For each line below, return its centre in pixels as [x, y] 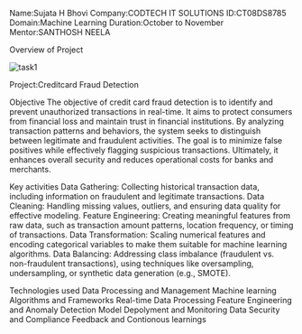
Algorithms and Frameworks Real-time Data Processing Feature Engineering [151, 300]
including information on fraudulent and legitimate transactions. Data [137, 196]
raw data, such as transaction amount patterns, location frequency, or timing [151, 225]
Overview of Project [46, 50]
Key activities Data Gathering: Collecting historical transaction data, [134, 187]
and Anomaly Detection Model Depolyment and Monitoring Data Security [145, 310]
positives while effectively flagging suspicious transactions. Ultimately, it [144, 150]
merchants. [30, 169]
